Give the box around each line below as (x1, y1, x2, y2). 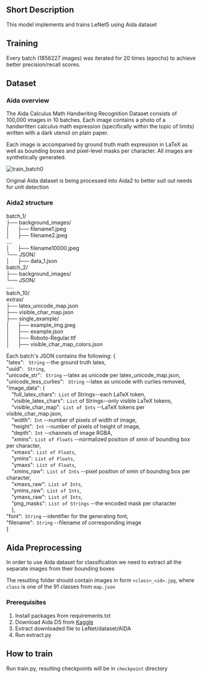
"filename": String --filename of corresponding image (6, 519, 142, 526)
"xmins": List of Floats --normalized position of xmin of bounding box (11, 436, 191, 443)
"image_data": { (6, 384, 45, 391)
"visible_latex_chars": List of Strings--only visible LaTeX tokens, (11, 397, 173, 404)
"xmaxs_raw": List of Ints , (11, 480, 83, 487)
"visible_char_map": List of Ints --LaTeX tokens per (11, 404, 145, 411)
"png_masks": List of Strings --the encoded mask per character (11, 499, 177, 507)
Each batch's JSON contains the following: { (6, 352, 116, 360)
